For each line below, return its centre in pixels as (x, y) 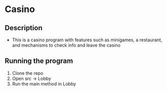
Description (24, 28)
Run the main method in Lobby (44, 83)
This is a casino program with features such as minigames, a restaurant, (87, 40)
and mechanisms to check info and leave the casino (66, 45)
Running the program (39, 61)
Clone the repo (28, 73)
